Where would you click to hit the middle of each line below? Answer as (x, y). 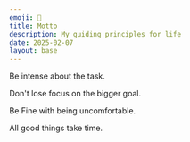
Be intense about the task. (57, 76)
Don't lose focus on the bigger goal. (75, 94)
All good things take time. (56, 128)
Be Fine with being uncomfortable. (73, 111)
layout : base (33, 51)
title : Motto (33, 26)
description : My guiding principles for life (95, 34)
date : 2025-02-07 (41, 42)
